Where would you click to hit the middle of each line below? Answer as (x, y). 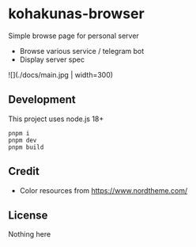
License (28, 215)
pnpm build (26, 147)
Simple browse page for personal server (74, 36)
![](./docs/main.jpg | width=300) (60, 74)
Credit (24, 171)
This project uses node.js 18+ (56, 119)
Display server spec (52, 59)
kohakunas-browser (76, 14)
